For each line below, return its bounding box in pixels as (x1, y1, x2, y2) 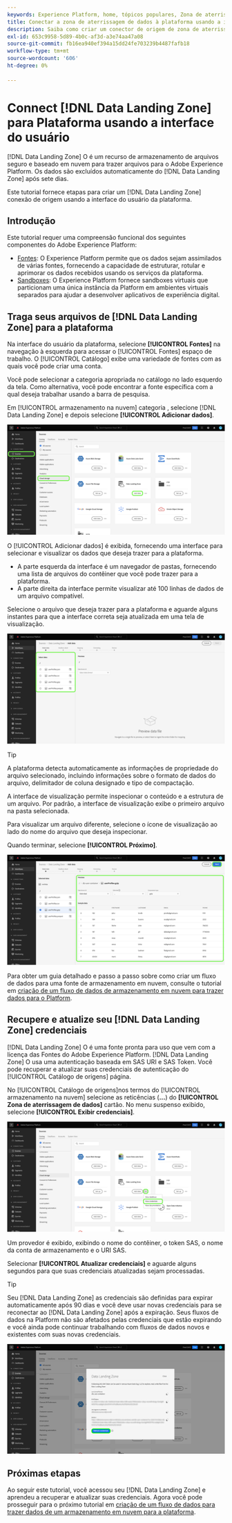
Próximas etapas (7, 1467, 81, 1479)
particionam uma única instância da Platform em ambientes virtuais (17, 283, 209, 292)
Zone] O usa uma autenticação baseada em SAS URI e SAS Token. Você (7, 1057, 213, 1066)
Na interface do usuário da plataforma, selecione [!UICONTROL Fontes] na (7, 340, 221, 348)
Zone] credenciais (7, 1025, 88, 1037)
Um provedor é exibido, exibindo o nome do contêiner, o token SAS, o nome (7, 1238, 223, 1247)
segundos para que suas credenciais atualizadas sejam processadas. (7, 1267, 205, 1275)
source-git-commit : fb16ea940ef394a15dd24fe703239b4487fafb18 (7, 40, 190, 48)
